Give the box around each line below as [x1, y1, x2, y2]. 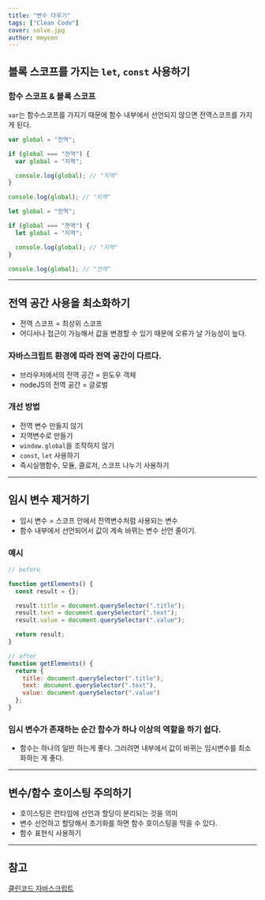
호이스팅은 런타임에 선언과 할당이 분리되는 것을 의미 [19, 808, 178, 819]
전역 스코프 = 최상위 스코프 [19, 319, 103, 328]
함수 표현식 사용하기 [19, 828, 81, 838]
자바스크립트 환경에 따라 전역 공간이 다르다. [8, 350, 162, 361]
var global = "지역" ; [15, 157, 83, 165]
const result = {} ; [15, 587, 80, 596]
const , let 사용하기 [19, 450, 80, 459]
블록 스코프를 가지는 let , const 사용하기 [8, 65, 191, 78]
